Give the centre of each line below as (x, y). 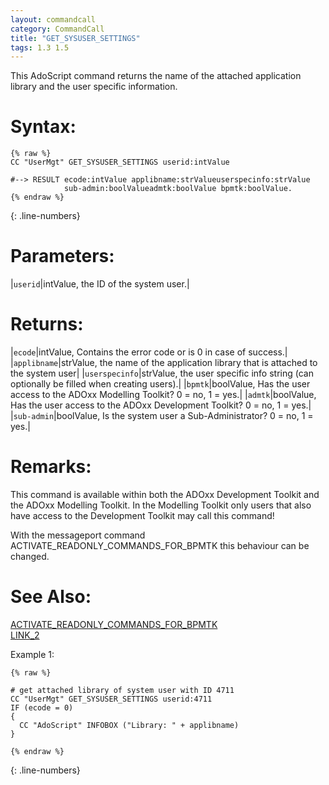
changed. (30, 556)
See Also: (51, 597)
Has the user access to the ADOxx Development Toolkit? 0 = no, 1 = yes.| (161, 405)
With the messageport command (78, 535)
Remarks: (51, 467)
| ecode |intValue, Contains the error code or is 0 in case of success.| (149, 352)
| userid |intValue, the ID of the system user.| (100, 284)
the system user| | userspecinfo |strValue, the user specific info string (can (162, 373)
